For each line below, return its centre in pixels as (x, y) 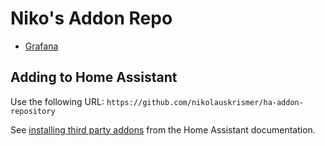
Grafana (41, 46)
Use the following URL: (57, 101)
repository (33, 111)
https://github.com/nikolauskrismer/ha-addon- (205, 102)
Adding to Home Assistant (94, 77)
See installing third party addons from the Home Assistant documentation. (163, 129)
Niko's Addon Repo (91, 18)
